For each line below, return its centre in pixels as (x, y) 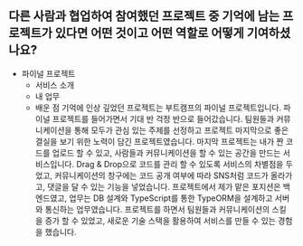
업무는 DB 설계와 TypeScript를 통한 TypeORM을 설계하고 (171, 198)
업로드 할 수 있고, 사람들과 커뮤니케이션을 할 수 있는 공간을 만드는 (166, 153)
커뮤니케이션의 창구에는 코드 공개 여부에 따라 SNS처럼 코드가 (161, 175)
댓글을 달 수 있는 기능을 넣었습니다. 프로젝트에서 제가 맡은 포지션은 (164, 186)
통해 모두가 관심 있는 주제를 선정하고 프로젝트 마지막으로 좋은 (181, 130)
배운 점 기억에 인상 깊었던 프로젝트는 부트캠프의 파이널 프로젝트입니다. (158, 108)
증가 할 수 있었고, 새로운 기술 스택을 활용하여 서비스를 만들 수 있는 (161, 221)
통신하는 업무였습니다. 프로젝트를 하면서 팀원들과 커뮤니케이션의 (157, 209)
